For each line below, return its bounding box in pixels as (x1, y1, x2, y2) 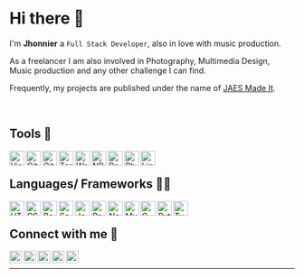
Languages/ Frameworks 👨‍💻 (9, 176, 172, 192)
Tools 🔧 (9, 126, 52, 142)
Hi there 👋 (9, 8, 84, 29)
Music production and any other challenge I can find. (9, 65, 206, 76)
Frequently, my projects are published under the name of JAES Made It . (9, 82, 276, 93)
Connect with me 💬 (9, 226, 119, 242)
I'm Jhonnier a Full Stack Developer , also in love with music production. (9, 38, 282, 49)
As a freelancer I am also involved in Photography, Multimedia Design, (9, 55, 271, 66)
